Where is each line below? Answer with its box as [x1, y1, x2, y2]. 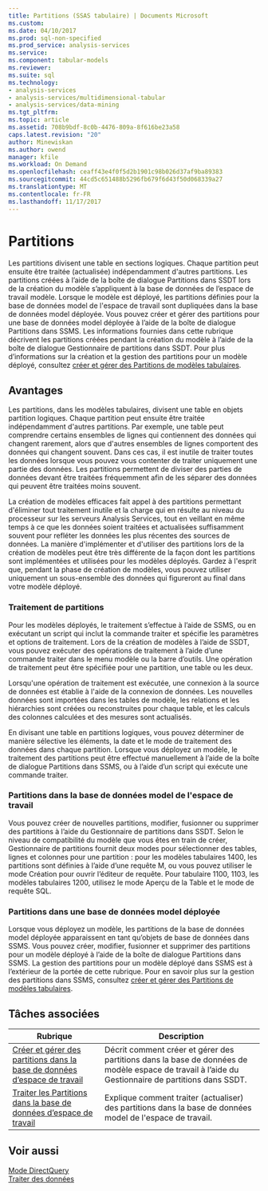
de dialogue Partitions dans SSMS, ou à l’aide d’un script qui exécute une [8, 761, 249, 771]
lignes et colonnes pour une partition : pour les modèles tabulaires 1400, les [8, 852, 258, 861]
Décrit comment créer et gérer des [104, 1044, 235, 1055]
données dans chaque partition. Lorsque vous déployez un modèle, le [8, 745, 238, 754]
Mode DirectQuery [8, 1165, 69, 1175]
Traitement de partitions [8, 601, 104, 613]
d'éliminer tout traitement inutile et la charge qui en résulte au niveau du [8, 506, 245, 515]
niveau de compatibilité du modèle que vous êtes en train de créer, [8, 835, 228, 845]
